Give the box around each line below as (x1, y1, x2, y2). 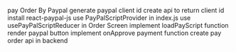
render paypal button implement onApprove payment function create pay (7, 28, 222, 37)
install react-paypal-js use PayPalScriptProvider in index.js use (7, 14, 191, 22)
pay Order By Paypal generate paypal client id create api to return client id (7, 6, 225, 14)
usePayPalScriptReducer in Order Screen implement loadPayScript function (7, 21, 229, 29)
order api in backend (7, 36, 68, 45)
